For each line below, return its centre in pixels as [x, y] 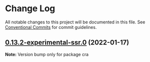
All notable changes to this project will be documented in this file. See [75, 22]
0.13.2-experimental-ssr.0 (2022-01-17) [67, 43]
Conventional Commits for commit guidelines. [51, 27]
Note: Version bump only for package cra [47, 54]
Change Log [30, 9]
